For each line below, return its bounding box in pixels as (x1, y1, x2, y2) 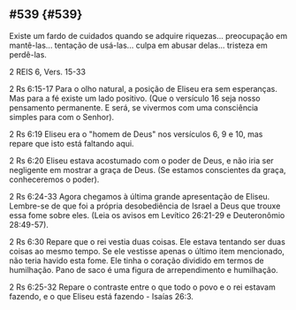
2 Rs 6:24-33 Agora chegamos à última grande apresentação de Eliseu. (9, 191, 270, 201)
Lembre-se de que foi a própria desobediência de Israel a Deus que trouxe (9, 200, 281, 211)
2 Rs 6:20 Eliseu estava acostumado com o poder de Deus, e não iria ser (9, 155, 274, 166)
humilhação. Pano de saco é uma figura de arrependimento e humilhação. (9, 264, 278, 275)
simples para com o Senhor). (9, 111, 115, 122)
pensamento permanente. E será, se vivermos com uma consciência (9, 102, 259, 113)
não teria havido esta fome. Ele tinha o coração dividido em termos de (9, 255, 265, 266)
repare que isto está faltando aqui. (9, 138, 134, 148)
